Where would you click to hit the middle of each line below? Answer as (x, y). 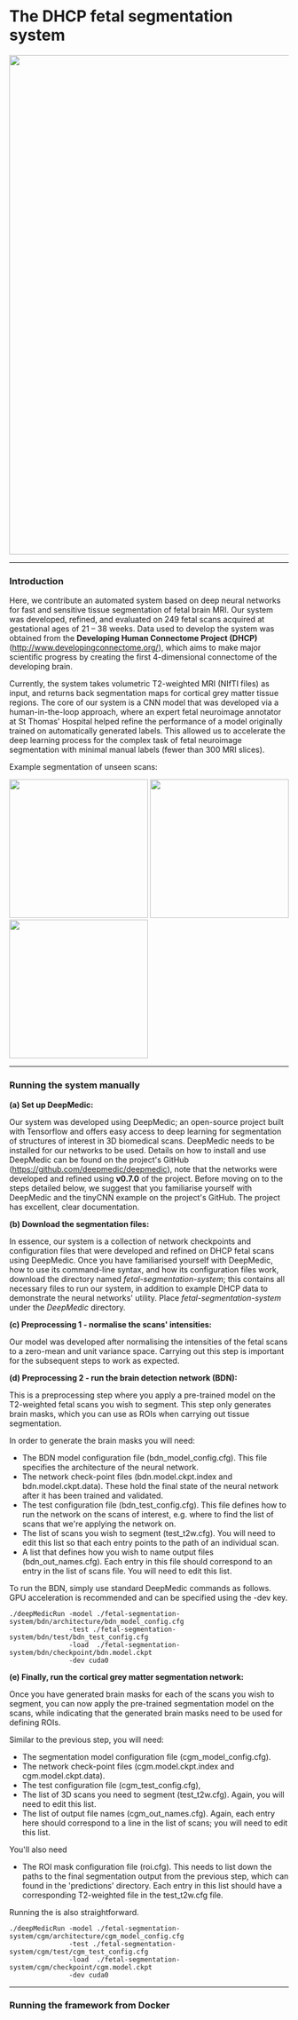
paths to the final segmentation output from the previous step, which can (155, 1876)
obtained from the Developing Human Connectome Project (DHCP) (133, 638)
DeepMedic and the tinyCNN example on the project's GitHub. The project (145, 1197)
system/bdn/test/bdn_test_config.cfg (79, 1637)
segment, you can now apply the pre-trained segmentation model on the (142, 1703)
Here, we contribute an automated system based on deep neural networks (145, 600)
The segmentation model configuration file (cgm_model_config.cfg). (146, 1756)
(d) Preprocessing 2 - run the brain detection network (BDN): (123, 1377)
